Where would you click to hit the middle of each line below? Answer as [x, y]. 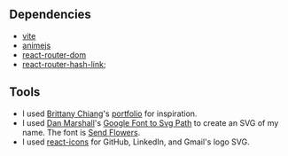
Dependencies [50, 15]
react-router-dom [54, 55]
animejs [36, 45]
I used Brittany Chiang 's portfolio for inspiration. [109, 113]
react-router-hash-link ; [64, 64]
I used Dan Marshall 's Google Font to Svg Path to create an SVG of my [150, 122]
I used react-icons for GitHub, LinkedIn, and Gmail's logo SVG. [136, 142]
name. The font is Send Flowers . [81, 132]
